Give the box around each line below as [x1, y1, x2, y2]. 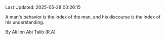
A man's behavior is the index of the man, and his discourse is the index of [5, 14, 161, 19]
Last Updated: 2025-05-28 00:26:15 [5, 4, 81, 10]
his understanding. [5, 19, 45, 25]
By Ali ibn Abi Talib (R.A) [5, 29, 56, 34]
